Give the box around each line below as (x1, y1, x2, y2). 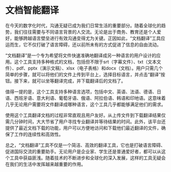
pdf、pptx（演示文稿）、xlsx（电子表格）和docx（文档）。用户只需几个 (16, 65, 163, 71)
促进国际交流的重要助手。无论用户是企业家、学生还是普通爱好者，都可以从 (5, 148, 161, 154)
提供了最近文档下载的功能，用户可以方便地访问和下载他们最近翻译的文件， (5, 125, 161, 131)
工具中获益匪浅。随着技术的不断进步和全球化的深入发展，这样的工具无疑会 (9, 155, 166, 161)
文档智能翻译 (5, 5, 60, 16)
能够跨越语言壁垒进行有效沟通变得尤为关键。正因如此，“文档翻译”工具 (14, 35, 161, 41)
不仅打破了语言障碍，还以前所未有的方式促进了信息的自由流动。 (27, 41, 161, 47)
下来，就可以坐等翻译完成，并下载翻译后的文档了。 (18, 77, 126, 84)
